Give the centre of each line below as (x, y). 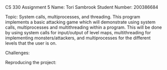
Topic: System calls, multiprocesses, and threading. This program (73, 17)
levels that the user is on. (31, 43)
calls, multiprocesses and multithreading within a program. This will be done (83, 27)
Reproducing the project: (31, 62)
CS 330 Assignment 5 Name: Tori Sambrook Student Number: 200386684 (82, 7)
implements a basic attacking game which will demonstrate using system (80, 22)
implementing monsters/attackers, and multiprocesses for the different (78, 38)
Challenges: (17, 53)
